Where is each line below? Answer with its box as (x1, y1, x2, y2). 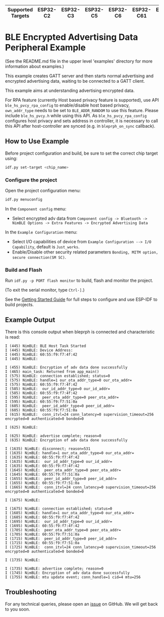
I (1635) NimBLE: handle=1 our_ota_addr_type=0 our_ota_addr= (5, 450, 134, 456)
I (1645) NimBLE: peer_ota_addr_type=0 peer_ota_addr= (5, 467, 121, 473)
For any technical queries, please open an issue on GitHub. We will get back (5, 601, 158, 607)
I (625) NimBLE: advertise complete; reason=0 (5, 433, 102, 438)
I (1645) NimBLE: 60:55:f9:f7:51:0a (5, 472, 80, 477)
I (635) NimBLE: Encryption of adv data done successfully (5, 437, 128, 442)
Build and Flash (5, 266, 42, 273)
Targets (11, 12, 29, 19)
